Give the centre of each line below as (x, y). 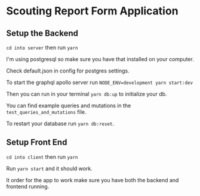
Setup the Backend (42, 33)
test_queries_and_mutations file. (46, 112)
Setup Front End (37, 142)
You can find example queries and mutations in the (69, 105)
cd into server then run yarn (42, 47)
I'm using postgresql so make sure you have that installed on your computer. (100, 59)
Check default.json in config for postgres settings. (68, 71)
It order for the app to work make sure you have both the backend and (93, 180)
